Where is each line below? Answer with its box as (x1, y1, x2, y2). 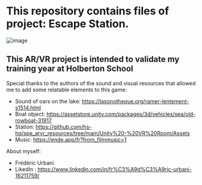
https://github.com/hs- (35, 123, 92, 130)
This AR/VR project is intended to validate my (6, 54, 180, 64)
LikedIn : (14, 165, 37, 172)
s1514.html (14, 104, 41, 111)
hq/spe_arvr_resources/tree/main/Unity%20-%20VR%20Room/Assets (14, 129, 191, 136)
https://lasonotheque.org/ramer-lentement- (82, 97, 189, 105)
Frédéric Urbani (14, 159, 54, 166)
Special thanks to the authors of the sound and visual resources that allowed (6, 79, 196, 86)
